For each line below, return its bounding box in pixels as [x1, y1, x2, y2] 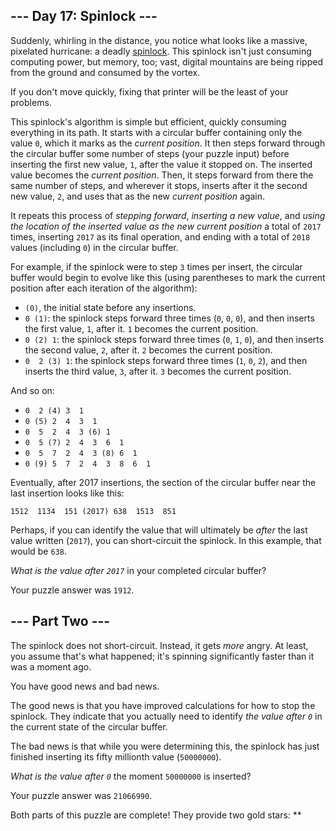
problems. [10, 96, 52, 108]
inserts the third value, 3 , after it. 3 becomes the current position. [24, 365, 292, 377]
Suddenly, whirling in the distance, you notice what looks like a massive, [10, 34, 308, 46]
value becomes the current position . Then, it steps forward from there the [10, 169, 314, 181]
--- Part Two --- [10, 613, 111, 630]
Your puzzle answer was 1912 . [10, 584, 135, 596]
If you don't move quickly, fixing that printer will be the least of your [10, 85, 289, 98]
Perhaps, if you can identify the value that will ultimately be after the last [10, 524, 308, 536]
